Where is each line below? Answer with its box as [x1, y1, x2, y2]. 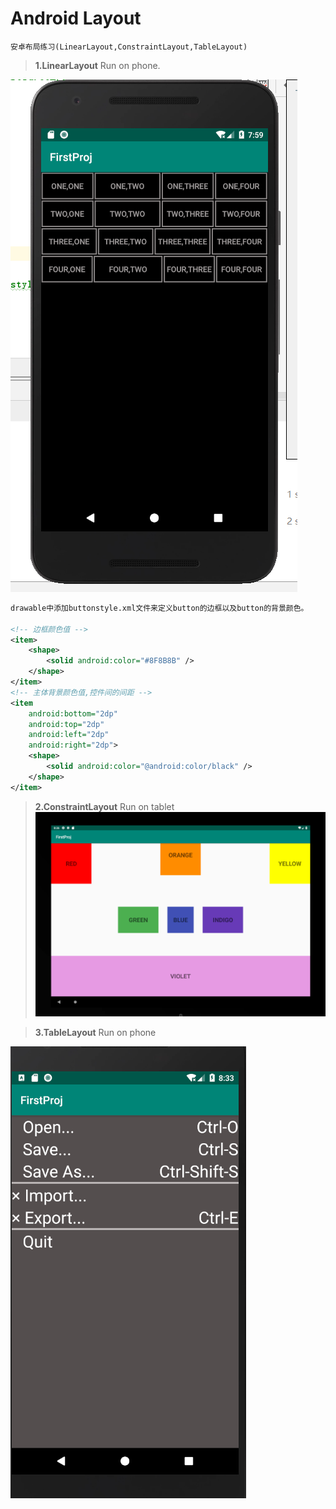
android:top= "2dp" [28, 719, 105, 729]
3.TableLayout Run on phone [34, 1026, 157, 1038]
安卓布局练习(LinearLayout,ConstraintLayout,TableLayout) [10, 42, 248, 52]
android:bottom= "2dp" [28, 708, 118, 719]
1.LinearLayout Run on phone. [34, 59, 161, 71]
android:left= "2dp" [28, 730, 110, 740]
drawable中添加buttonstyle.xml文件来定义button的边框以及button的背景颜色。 [10, 603, 309, 613]
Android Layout [10, 7, 142, 30]
